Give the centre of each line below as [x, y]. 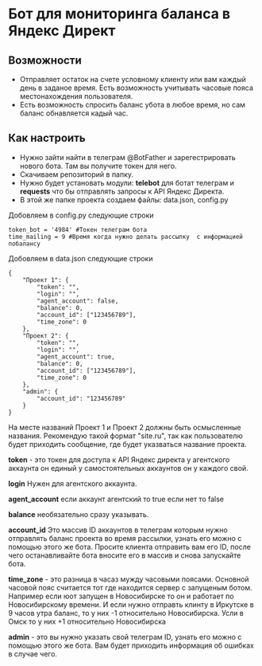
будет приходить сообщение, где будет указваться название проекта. [128, 444]
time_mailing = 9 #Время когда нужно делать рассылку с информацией [126, 237]
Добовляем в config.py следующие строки [81, 215]
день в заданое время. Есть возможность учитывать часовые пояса [137, 88]
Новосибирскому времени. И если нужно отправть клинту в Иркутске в [131, 604]
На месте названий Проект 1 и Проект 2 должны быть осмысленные [125, 427]
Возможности [45, 60]
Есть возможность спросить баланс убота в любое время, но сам [133, 105]
